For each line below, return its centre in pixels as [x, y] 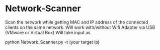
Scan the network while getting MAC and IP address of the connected [77, 22]
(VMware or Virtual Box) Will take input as [48, 32]
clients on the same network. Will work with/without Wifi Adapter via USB [80, 27]
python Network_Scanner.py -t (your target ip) [52, 42]
